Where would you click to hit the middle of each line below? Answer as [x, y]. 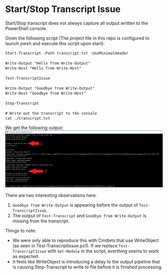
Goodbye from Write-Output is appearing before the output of [75, 205]
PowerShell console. [26, 28]
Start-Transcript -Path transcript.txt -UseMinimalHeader [67, 53]
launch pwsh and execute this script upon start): [55, 43]
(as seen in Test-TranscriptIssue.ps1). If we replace [65, 245]
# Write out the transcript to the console [51, 113]
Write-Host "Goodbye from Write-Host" [45, 93]
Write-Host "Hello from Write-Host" [43, 68]
